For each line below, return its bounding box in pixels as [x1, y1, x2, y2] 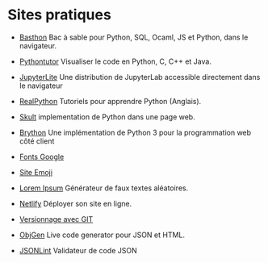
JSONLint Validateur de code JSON [19, 245, 138, 255]
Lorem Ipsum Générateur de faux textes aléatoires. [19, 183, 189, 193]
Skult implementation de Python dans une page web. [19, 111, 195, 122]
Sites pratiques [7, 6, 112, 24]
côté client [19, 136, 55, 146]
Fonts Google [19, 152, 65, 161]
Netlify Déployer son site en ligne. [19, 198, 132, 208]
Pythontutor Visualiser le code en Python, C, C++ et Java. [19, 56, 211, 66]
